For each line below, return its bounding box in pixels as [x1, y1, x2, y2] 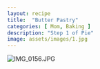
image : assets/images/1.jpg [7, 36, 88, 43]
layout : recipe [7, 10, 51, 17]
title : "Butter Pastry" [7, 17, 79, 23]
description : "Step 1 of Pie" [7, 29, 94, 37]
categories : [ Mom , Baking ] [7, 23, 91, 30]
